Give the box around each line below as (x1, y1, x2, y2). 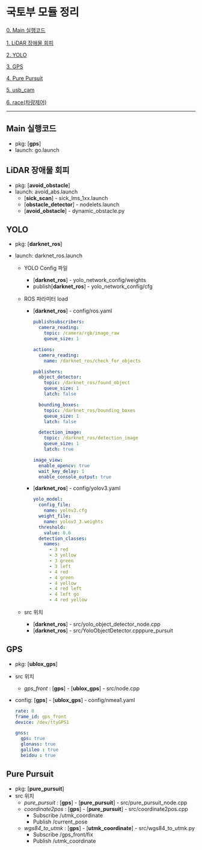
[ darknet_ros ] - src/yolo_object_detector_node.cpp (32, 620, 161, 628)
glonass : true (20, 741, 56, 747)
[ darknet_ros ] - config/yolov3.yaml (32, 485, 121, 492)
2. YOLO (6, 51, 27, 58)
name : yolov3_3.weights (44, 518, 103, 525)
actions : (32, 346, 55, 352)
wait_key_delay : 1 (38, 468, 85, 474)
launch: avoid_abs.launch (14, 188, 78, 195)
